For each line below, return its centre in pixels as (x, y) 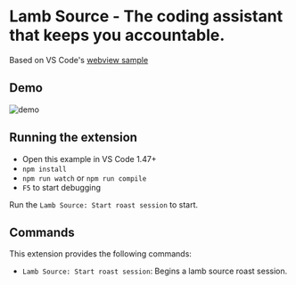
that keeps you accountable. (117, 35)
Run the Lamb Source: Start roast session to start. (104, 204)
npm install (44, 169)
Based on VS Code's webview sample (79, 60)
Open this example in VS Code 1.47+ (90, 159)
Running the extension (74, 138)
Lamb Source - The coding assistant (146, 16)
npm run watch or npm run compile (84, 178)
